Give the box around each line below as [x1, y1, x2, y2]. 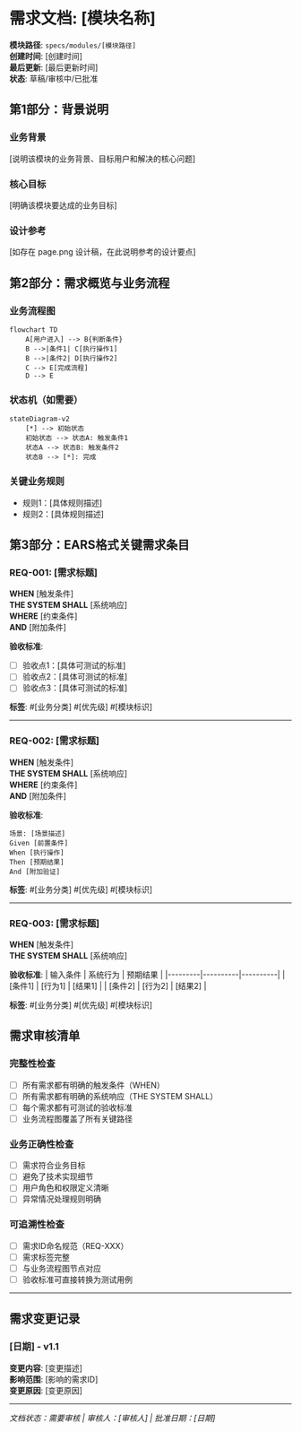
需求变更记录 [9, 1311, 81, 1327]
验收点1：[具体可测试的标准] [21, 660, 126, 671]
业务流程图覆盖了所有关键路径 [21, 1113, 133, 1124]
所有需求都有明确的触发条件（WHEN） [21, 1080, 165, 1090]
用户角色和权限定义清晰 [21, 1183, 109, 1193]
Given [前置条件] [9, 838, 69, 847]
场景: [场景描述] [9, 829, 65, 838]
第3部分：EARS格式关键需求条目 [9, 537, 190, 552]
